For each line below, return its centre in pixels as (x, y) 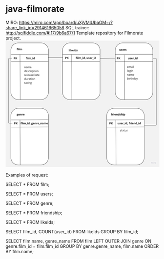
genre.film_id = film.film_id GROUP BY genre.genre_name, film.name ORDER (82, 246)
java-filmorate (35, 9)
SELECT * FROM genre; (30, 203)
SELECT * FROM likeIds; (30, 222)
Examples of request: (27, 175)
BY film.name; (20, 252)
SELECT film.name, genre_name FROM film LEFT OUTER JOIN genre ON (79, 241)
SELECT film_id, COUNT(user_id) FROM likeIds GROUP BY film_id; (72, 232)
